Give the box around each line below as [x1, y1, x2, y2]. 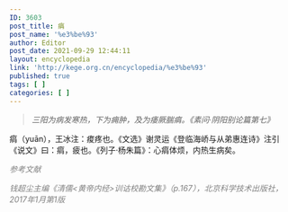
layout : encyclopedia [9, 55, 91, 64]
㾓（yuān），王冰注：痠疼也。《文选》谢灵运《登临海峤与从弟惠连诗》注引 [9, 133, 281, 144]
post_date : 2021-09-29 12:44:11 [9, 47, 130, 56]
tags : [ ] [9, 80, 47, 89]
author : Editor [9, 38, 67, 48]
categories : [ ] [9, 88, 70, 97]
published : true [9, 72, 70, 81]
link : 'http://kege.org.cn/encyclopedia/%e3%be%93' [9, 64, 207, 73]
